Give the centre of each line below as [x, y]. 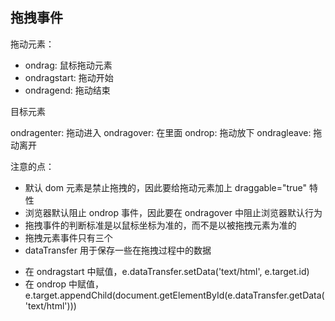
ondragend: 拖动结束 [67, 90]
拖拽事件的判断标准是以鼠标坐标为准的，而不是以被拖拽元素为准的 [160, 225]
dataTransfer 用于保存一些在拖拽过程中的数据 [118, 250]
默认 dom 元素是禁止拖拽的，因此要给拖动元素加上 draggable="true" [166, 187]
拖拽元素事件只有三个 [68, 237]
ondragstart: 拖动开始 [69, 77]
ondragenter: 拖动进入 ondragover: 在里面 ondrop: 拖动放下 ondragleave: [161, 132]
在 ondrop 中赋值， [64, 284]
